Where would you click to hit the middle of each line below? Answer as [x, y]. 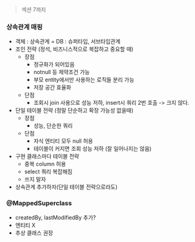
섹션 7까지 [34, 9]
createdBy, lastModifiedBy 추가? [55, 217]
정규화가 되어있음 [54, 64]
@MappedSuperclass [39, 203]
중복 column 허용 [45, 164]
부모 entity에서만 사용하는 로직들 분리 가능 [84, 80]
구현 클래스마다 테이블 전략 [47, 156]
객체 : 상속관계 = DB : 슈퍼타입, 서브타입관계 [68, 42]
